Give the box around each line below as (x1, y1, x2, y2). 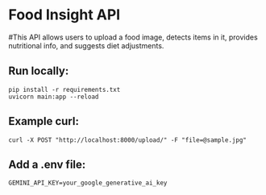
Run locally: (8, 64, 69, 78)
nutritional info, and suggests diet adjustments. (8, 40, 164, 50)
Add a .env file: (8, 157, 86, 171)
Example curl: (8, 114, 79, 128)
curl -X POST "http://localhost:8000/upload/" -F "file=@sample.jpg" (8, 135, 247, 144)
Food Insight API (8, 6, 121, 24)
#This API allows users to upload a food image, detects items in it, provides (8, 32, 258, 42)
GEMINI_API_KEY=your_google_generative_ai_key (8, 179, 168, 187)
